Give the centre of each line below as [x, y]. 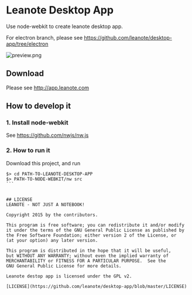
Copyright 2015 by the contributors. [52, 215]
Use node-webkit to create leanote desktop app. [64, 26]
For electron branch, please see [44, 37]
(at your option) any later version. [52, 240]
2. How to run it [28, 151]
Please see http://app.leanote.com [48, 88]
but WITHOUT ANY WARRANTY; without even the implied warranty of [87, 256]
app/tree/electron [27, 44]
